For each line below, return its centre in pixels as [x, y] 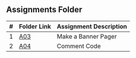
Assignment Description [92, 26]
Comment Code [79, 46]
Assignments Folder [44, 10]
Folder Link [35, 26]
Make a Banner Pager [87, 36]
